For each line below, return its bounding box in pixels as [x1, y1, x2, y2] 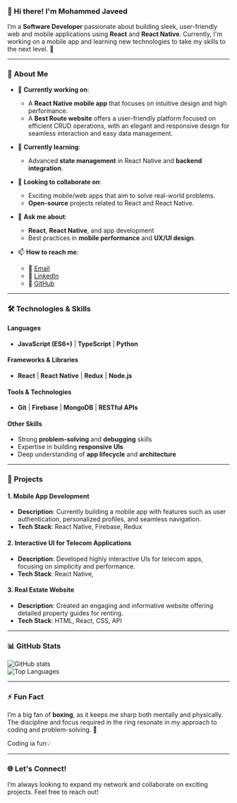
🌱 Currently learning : [17, 143, 81, 151]
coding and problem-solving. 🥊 [7, 725, 97, 734]
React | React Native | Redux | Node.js [17, 371, 133, 380]
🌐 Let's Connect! [7, 764, 67, 774]
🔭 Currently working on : [17, 85, 90, 94]
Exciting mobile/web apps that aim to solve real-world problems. [28, 191, 216, 200]
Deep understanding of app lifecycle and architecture [17, 450, 176, 458]
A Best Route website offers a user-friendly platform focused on [28, 114, 217, 122]
